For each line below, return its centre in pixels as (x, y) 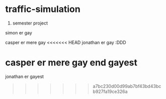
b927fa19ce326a (110, 91)
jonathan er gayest (25, 76)
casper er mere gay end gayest (71, 63)
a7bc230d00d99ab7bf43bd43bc (127, 86)
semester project (30, 23)
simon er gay (19, 32)
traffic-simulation (43, 9)
